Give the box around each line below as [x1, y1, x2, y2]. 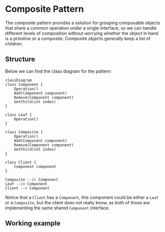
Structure [5, 55, 36, 64]
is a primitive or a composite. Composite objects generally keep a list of [5, 36, 151, 41]
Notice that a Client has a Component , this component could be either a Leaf [5, 194, 159, 200]
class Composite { [5, 129, 43, 134]
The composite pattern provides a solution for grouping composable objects [5, 20, 161, 26]
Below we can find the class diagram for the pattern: [5, 68, 112, 74]
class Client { [5, 159, 37, 165]
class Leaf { [5, 112, 32, 117]
